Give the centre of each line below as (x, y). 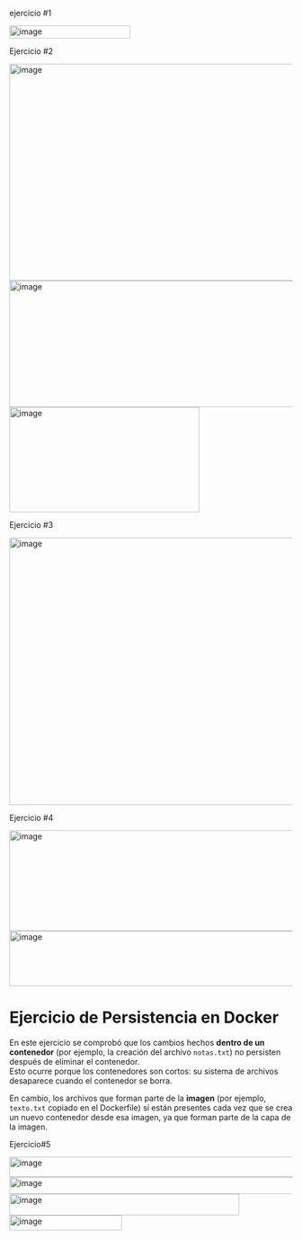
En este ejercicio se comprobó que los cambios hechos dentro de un (137, 1042)
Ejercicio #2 (31, 51)
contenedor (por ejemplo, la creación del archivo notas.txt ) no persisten (145, 1052)
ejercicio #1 (31, 13)
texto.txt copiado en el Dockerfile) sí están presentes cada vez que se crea (151, 1107)
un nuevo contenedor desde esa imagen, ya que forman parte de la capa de (150, 1117)
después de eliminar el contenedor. (75, 1061)
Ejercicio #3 (31, 525)
